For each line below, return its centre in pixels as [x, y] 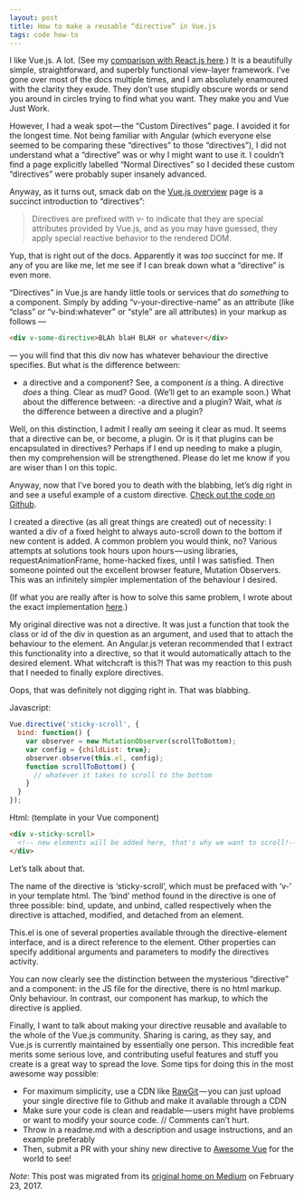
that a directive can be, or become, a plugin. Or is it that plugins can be [142, 439]
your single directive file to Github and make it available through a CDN [154, 1100]
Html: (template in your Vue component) [85, 818]
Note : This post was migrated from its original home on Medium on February [152, 1176]
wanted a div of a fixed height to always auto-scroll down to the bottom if [146, 532]
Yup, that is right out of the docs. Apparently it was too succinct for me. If [146, 256]
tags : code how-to [44, 34]
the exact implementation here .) [69, 607]
